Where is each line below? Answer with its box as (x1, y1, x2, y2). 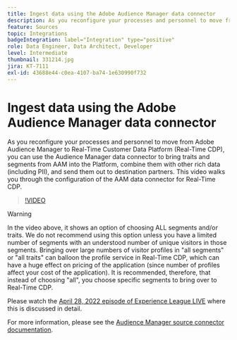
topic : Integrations (7, 30, 68, 37)
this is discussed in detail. (7, 304, 83, 313)
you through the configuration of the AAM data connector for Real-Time (7, 175, 216, 184)
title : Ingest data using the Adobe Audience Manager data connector (7, 10, 217, 18)
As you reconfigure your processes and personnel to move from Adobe (7, 138, 215, 146)
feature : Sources (7, 23, 59, 30)
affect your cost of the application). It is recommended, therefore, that (7, 268, 211, 277)
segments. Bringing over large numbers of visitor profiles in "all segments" (7, 246, 224, 254)
